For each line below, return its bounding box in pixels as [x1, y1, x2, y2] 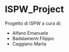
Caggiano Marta [12, 40, 47, 46]
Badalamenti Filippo [12, 35, 54, 41]
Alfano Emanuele [12, 30, 49, 36]
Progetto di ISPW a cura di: [5, 20, 62, 26]
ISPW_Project [5, 4, 64, 15]
